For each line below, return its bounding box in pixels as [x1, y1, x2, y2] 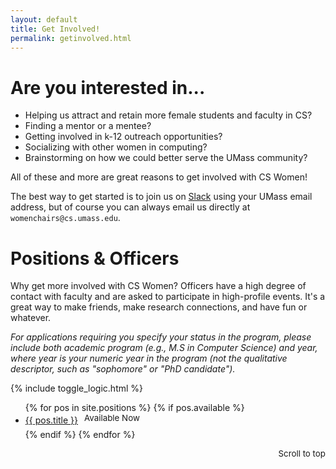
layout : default [10, 14, 78, 25]
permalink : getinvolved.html [10, 33, 132, 43]
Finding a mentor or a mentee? [24, 120, 152, 132]
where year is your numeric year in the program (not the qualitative [10, 352, 288, 365]
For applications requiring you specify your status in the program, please [10, 331, 312, 343]
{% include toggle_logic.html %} [10, 382, 144, 395]
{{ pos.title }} [24, 414, 79, 426]
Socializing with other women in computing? [24, 141, 208, 153]
